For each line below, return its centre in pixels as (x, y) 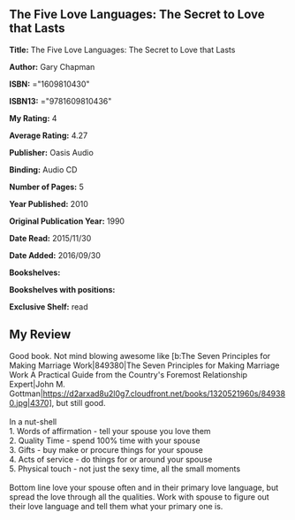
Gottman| (26, 394)
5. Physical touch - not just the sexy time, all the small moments (125, 469)
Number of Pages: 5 (46, 187)
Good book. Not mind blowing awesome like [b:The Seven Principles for (140, 356)
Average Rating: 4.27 (49, 135)
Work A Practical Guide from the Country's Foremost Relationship (129, 374)
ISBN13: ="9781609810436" (61, 101)
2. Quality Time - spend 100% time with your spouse (105, 440)
